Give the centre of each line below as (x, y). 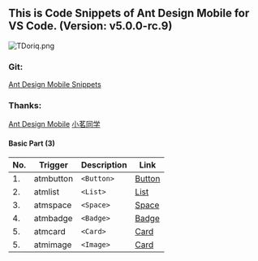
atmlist (46, 192)
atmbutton (54, 178)
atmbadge (53, 218)
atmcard (50, 231)
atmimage (53, 245)
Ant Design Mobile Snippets (55, 85)
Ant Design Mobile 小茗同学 (54, 124)
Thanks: (25, 106)
